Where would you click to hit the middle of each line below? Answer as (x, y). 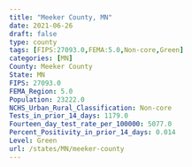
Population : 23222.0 (47, 99)
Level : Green (33, 140)
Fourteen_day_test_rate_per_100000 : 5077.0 (91, 125)
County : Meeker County (51, 67)
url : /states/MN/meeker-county (67, 148)
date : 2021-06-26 (41, 26)
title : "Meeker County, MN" (61, 17)
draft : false (33, 34)
